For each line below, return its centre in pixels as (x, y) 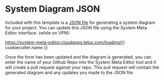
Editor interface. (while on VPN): (38, 33)
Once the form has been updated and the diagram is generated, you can (78, 57)
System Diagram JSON (53, 9)
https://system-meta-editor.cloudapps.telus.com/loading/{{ (65, 42)
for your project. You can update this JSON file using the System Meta (76, 27)
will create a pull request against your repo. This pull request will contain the (82, 67)
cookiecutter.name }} (27, 47)
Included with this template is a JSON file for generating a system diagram (80, 22)
